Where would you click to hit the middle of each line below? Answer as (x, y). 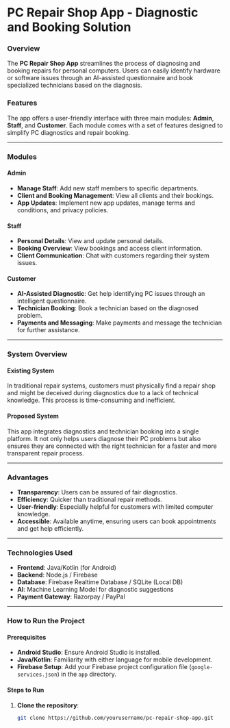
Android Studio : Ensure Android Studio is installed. (89, 653)
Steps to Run (26, 690)
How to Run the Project (46, 621)
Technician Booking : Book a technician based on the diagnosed (107, 308)
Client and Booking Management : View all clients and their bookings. (115, 195)
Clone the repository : (48, 705)
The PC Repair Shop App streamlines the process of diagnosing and (104, 64)
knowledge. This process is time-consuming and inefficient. (91, 400)
